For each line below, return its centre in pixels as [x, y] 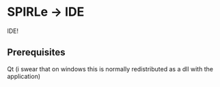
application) [24, 76]
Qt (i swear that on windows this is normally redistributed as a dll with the [110, 69]
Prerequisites [36, 52]
